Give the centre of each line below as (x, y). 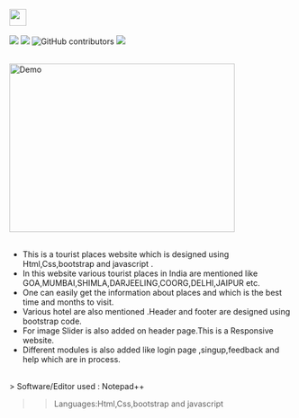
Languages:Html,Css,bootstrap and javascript (138, 404)
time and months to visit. (68, 302)
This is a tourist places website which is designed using (126, 254)
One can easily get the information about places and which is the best (152, 293)
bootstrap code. (52, 321)
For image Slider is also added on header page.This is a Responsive (148, 331)
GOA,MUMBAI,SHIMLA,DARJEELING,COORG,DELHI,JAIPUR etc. (141, 283)
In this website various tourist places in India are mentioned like (140, 273)
